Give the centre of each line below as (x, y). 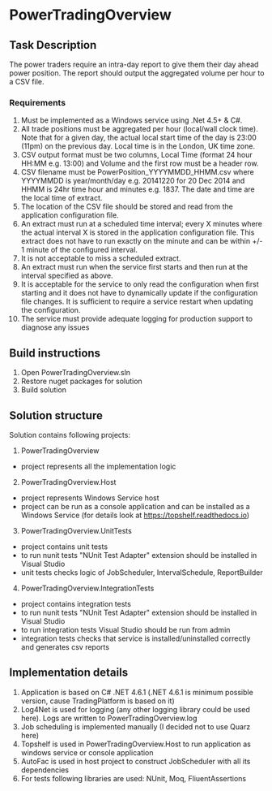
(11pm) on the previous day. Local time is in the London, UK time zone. (138, 146)
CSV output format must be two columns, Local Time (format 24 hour (137, 155)
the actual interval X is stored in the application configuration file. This (138, 232)
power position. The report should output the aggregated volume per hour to (137, 73)
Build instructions (55, 353)
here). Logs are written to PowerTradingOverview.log (109, 718)
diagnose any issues (55, 327)
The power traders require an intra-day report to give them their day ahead (134, 64)
